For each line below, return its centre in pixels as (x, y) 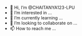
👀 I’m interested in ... (31, 13)
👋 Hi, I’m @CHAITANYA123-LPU (42, 8)
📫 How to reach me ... (33, 28)
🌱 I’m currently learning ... (36, 18)
